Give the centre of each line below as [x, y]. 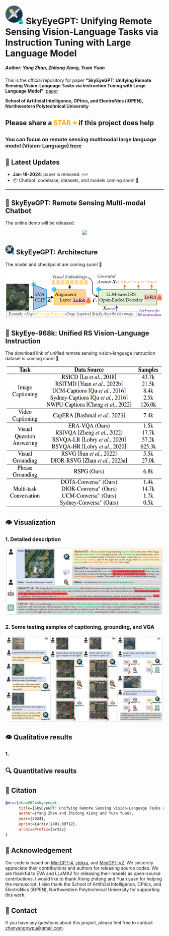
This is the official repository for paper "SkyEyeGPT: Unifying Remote [78, 80]
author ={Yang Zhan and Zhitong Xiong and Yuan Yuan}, [76, 813]
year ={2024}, [32, 819]
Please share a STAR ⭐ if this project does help [80, 123]
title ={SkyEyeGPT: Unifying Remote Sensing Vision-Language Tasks [90, 808]
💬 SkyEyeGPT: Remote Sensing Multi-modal [75, 203]
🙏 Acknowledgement [38, 850]
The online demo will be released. [40, 223]
